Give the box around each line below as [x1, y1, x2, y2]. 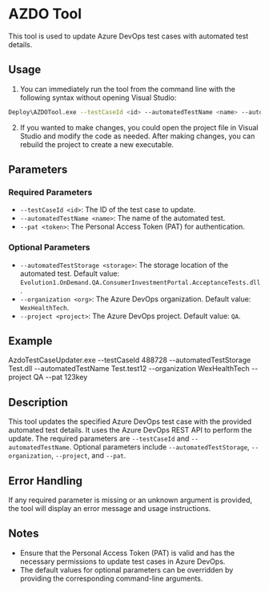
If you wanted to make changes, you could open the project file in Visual [19, 122, 259, 132]
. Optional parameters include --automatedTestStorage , [69, 442, 250, 452]
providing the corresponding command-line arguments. [19, 573, 203, 583]
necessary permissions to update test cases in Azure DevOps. [19, 557, 226, 566]
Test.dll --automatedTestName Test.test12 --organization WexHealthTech [8, 364, 250, 373]
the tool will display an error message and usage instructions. [8, 504, 211, 513]
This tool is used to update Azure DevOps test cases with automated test [8, 31, 249, 41]
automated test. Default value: [19, 269, 120, 278]
